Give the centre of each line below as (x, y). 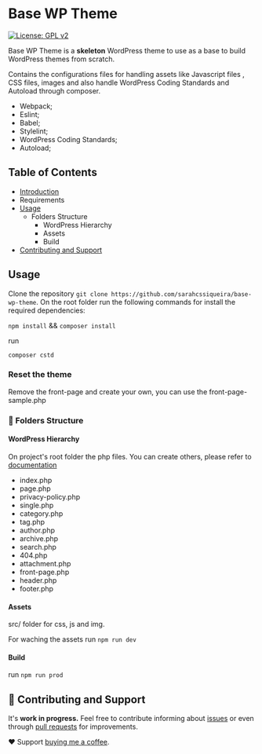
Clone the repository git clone (58, 293)
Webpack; (36, 106)
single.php (36, 505)
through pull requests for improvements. (73, 727)
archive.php (39, 538)
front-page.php (44, 572)
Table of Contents (53, 172)
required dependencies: (47, 310)
